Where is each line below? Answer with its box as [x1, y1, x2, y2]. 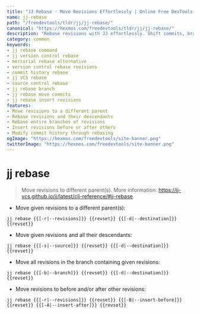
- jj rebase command [7, 47, 58, 53]
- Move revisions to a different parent [7, 108, 109, 114]
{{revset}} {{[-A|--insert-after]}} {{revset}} [7, 302, 127, 308]
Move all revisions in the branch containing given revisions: [15, 258, 160, 265]
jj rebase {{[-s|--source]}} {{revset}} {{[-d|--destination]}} [7, 243, 169, 249]
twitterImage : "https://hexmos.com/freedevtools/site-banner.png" [7, 141, 174, 147]
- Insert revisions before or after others [7, 125, 116, 131]
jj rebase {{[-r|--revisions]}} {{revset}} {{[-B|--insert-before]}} [7, 297, 183, 303]
